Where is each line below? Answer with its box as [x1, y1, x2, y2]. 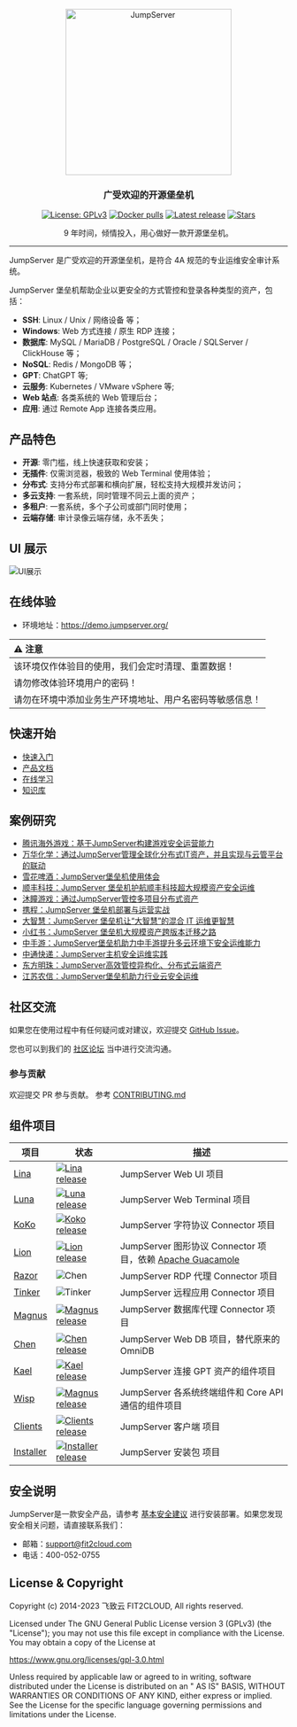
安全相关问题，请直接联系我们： [9, 1520, 126, 1530]
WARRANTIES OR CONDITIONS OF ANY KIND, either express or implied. [9, 1690, 272, 1700]
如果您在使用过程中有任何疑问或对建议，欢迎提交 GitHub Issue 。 [9, 1024, 245, 1036]
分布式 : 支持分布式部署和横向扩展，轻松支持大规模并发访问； [21, 479, 244, 490]
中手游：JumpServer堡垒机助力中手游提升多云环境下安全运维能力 [21, 937, 261, 948]
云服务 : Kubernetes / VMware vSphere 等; [21, 381, 175, 392]
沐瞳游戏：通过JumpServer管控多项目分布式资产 [21, 893, 199, 904]
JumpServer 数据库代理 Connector [119, 1303, 264, 1316]
